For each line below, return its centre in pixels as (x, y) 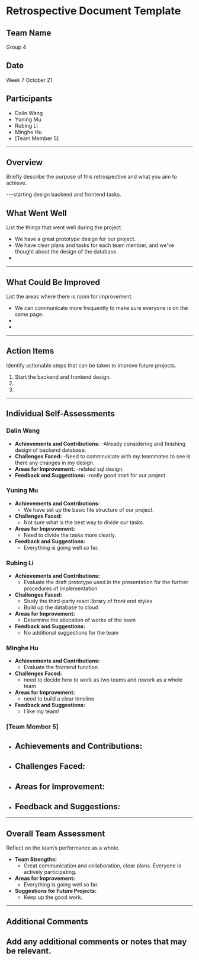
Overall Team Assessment (56, 833)
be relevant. (29, 951)
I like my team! (41, 711)
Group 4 (16, 47)
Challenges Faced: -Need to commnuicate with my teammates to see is (102, 456)
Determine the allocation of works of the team (80, 620)
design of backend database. (50, 450)
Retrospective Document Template (94, 11)
